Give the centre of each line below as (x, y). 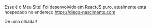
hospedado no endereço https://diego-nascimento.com (60, 12)
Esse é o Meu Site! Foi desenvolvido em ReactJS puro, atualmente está (75, 7)
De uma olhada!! (21, 21)
